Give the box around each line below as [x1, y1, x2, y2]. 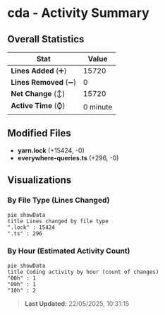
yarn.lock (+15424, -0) [17, 146, 85, 155]
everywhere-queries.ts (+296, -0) [17, 153, 119, 162]
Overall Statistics [7, 33, 85, 45]
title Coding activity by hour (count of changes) [7, 268, 159, 275]
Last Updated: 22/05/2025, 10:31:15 [24, 299, 129, 308]
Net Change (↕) [11, 89, 66, 98]
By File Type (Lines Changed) [7, 196, 110, 206]
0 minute [82, 102, 113, 112]
